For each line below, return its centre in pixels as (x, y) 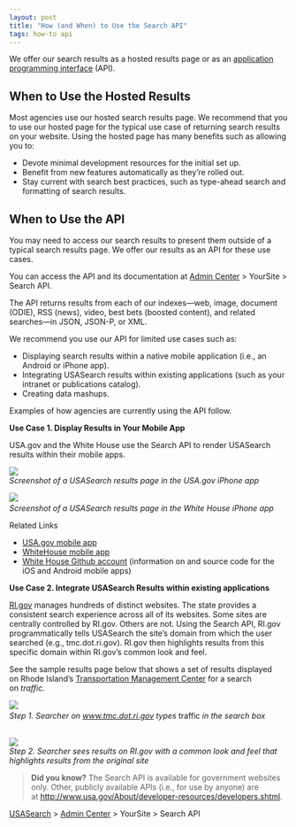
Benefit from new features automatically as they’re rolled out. (133, 173)
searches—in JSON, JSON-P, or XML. (78, 321)
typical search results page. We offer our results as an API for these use (140, 250)
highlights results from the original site (79, 761)
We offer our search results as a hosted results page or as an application (141, 59)
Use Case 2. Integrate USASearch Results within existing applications (140, 588)
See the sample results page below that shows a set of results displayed (140, 669)
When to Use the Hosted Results (100, 96)
